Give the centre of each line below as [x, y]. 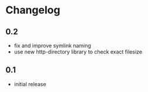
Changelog [33, 10]
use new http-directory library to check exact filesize [78, 52]
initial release [30, 84]
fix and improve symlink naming [53, 45]
